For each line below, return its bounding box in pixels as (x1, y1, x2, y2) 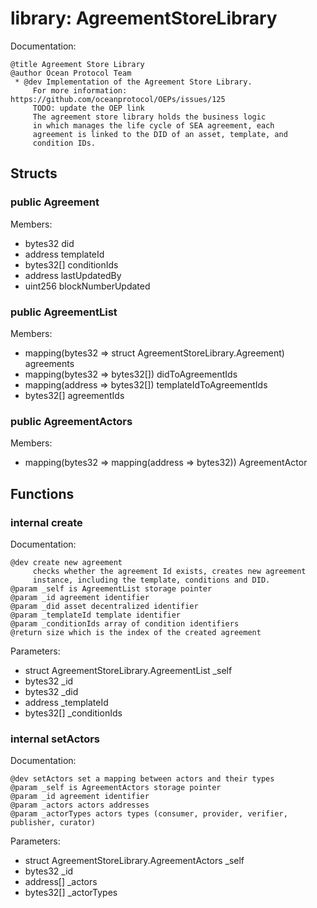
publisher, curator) (10, 818, 97, 828)
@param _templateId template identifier (10, 610, 182, 620)
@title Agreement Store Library (10, 59, 145, 69)
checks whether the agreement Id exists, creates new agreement (32, 566, 307, 576)
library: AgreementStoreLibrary (10, 7, 278, 30)
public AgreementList (10, 305, 118, 319)
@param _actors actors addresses (10, 800, 150, 811)
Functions (10, 485, 75, 502)
